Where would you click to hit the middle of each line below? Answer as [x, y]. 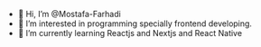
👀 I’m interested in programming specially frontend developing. [135, 23]
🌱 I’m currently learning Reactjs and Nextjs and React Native [130, 33]
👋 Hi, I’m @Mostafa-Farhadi [70, 14]
